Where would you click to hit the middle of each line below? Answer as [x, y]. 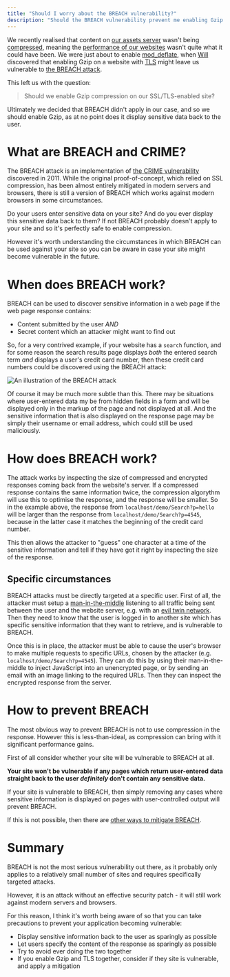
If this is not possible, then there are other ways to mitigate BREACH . [104, 820]
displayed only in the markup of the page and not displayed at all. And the [112, 409]
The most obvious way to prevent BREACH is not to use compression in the [114, 729]
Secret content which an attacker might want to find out [96, 332]
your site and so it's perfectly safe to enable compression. [90, 228]
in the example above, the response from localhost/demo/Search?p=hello [111, 507]
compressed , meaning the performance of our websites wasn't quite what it [115, 47]
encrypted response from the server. [59, 682]
